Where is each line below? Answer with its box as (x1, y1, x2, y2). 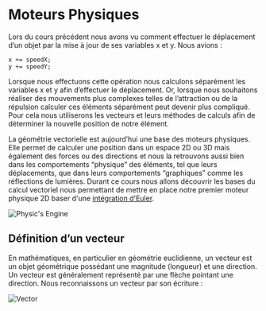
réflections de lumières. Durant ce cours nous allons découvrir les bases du (8, 177, 256, 186)
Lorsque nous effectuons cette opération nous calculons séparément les (8, 76, 246, 86)
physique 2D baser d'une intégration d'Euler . (8, 193, 155, 203)
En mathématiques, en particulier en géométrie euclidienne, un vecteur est (8, 253, 253, 262)
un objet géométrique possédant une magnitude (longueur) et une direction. (8, 261, 258, 271)
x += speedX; (8, 56, 52, 64)
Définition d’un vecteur (8, 232, 125, 246)
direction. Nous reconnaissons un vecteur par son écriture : (8, 278, 203, 288)
